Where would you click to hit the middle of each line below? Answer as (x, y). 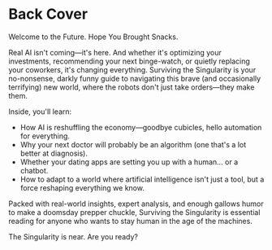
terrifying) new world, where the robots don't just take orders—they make (132, 87)
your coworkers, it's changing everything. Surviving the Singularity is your (132, 69)
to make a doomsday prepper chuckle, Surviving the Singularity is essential (134, 212)
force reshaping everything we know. (82, 187)
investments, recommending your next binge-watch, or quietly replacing (129, 61)
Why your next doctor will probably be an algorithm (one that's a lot (133, 144)
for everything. (45, 136)
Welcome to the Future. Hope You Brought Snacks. (93, 37)
